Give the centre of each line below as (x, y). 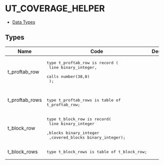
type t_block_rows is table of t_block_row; (97, 152)
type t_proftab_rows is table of (84, 100)
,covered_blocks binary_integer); (87, 137)
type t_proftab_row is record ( (82, 62)
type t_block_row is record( (79, 119)
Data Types (24, 22)
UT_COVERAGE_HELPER (55, 9)
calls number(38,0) (68, 76)
